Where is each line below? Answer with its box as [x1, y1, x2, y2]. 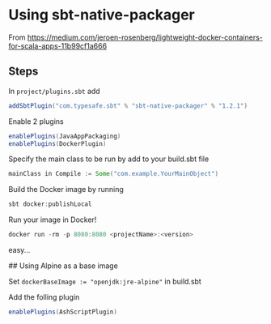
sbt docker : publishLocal [8, 200, 92, 208]
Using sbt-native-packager [8, 6, 196, 24]
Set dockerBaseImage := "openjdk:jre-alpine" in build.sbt [8, 277, 202, 286]
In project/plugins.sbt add [8, 86, 100, 96]
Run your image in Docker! [8, 215, 97, 224]
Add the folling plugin [8, 292, 80, 301]
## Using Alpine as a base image [8, 261, 119, 271]
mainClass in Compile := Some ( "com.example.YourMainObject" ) [8, 170, 219, 178]
